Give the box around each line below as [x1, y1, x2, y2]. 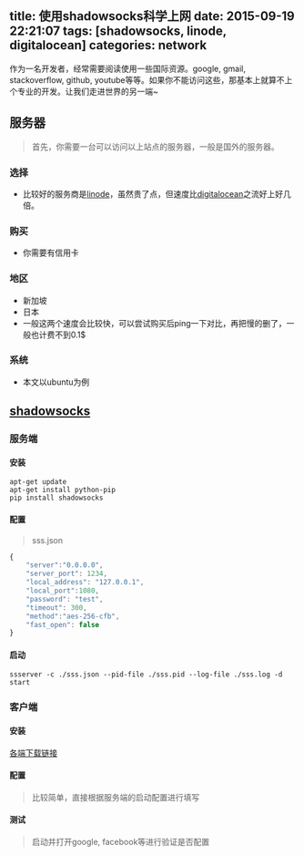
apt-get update [9, 478, 67, 487]
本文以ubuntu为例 [22, 376, 90, 387]
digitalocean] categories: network [9, 37, 208, 53]
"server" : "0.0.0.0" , [25, 561, 104, 570]
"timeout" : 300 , [25, 603, 88, 613]
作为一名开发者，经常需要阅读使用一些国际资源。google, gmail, [9, 63, 247, 74]
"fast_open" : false [25, 620, 100, 629]
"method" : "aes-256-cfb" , [25, 612, 120, 621]
